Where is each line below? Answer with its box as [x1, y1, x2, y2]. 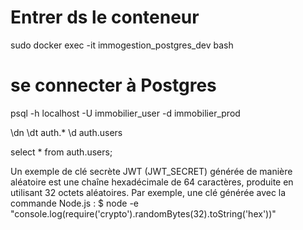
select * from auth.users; [10, 146, 113, 158]
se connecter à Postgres [10, 74, 217, 97]
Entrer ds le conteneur [10, 6, 200, 29]
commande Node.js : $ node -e [10, 197, 139, 209]
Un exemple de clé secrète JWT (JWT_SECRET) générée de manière [10, 165, 293, 177]
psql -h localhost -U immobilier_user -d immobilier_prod [10, 107, 241, 119]
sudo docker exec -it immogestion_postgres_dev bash [10, 39, 234, 51]
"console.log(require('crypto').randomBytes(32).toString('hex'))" [10, 207, 277, 220]
